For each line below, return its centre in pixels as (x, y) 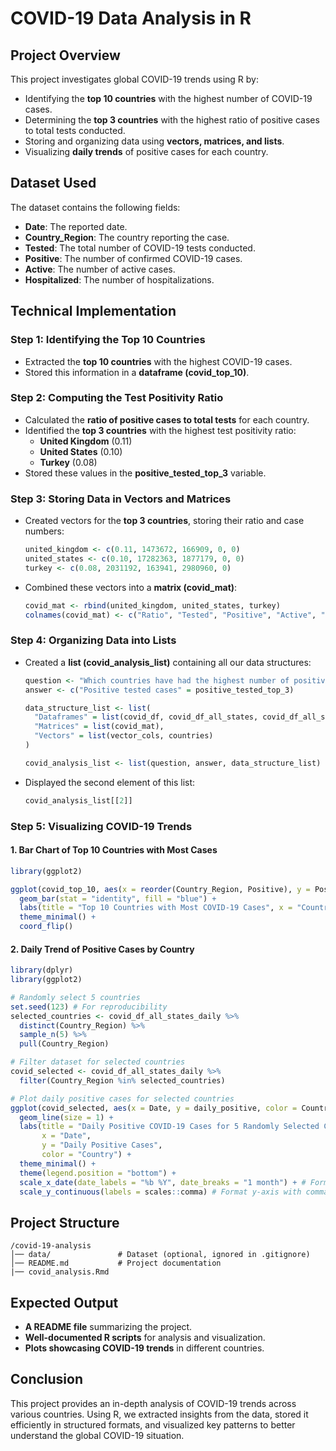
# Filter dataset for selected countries (98, 1062)
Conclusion (47, 1379)
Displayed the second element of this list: (110, 782)
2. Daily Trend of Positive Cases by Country (102, 949)
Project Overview (65, 55)
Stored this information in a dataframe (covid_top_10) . (137, 372)
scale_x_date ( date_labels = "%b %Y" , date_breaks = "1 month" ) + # (163, 1182)
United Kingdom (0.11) (86, 441)
